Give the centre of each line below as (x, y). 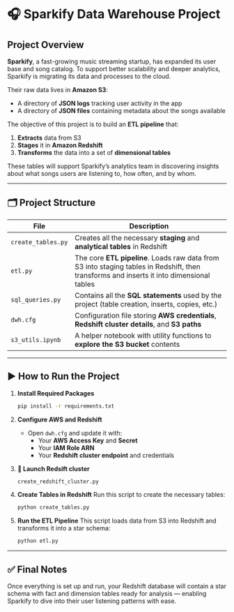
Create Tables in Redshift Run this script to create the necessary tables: (121, 495)
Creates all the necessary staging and (137, 237)
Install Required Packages (56, 393)
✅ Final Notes (37, 569)
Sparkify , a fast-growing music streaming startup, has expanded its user (112, 61)
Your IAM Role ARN (66, 447)
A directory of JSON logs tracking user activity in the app (100, 103)
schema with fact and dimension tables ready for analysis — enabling (107, 593)
